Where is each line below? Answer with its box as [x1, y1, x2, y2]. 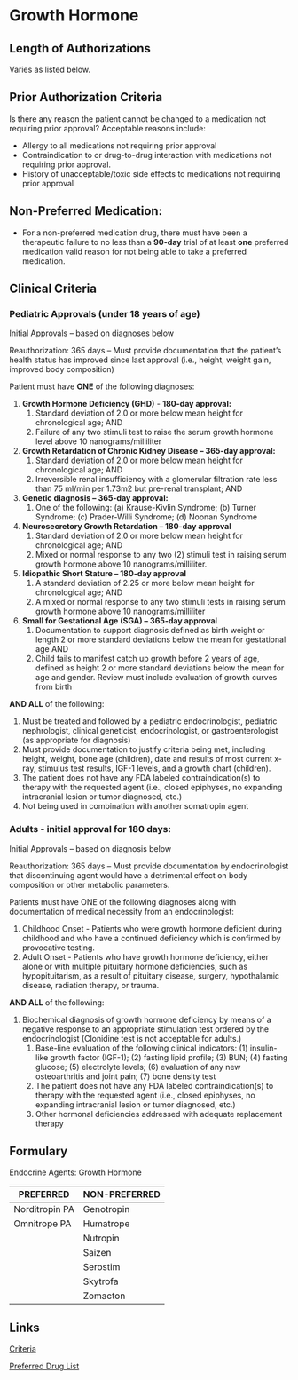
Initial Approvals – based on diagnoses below [9, 328, 175, 338]
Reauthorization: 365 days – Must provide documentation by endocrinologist [9, 861, 289, 871]
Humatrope [82, 1217, 130, 1230]
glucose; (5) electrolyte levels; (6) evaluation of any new [35, 1061, 241, 1072]
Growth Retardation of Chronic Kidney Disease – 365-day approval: [21, 446, 276, 456]
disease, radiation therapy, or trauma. [21, 979, 160, 990]
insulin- [249, 1043, 278, 1053]
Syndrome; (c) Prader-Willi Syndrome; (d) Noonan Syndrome [35, 512, 258, 522]
